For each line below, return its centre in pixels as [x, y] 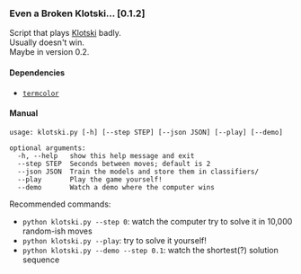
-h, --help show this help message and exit [106, 155]
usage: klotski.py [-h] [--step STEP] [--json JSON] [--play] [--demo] [146, 132]
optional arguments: [48, 148]
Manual [24, 113]
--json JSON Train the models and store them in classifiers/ [138, 172]
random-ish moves [57, 231]
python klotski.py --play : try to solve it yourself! [114, 240]
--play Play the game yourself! [90, 179]
